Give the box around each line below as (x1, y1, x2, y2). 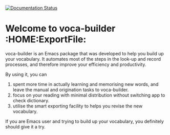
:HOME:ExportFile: (5, 34, 87, 46)
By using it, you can (5, 71, 47, 77)
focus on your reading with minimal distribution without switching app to (12, 92, 165, 98)
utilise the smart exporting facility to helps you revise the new (12, 103, 143, 109)
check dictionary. (12, 97, 50, 103)
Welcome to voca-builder (5, 23, 116, 34)
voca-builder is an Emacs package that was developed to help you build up (5, 50, 164, 56)
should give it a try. (5, 123, 46, 130)
